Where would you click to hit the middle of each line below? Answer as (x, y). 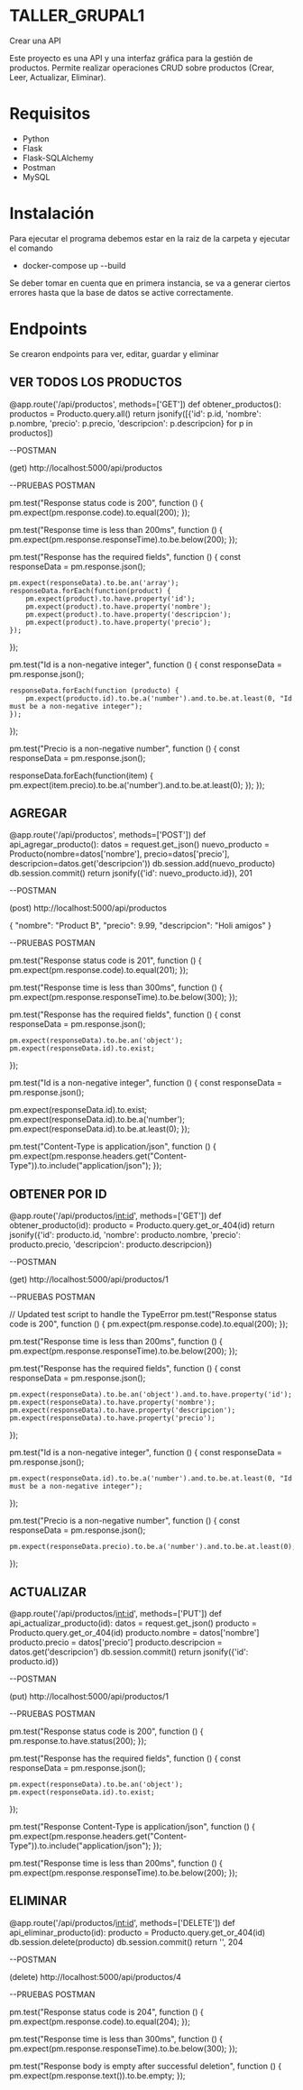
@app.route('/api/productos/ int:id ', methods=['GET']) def (115, 1216)
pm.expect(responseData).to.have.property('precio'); (113, 1418)
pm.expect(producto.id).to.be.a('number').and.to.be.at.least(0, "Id (159, 698)
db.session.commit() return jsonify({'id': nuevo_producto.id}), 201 (131, 873)
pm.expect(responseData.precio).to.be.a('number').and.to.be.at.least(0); (153, 1547)
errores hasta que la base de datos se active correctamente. (121, 292)
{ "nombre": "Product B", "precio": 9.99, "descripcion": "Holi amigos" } (141, 926)
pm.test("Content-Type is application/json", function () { (113, 1147)
